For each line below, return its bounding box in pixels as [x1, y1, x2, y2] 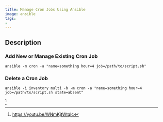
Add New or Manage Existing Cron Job [5, 53, 98, 59]
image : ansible [5, 12, 36, 16]
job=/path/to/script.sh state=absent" [5, 90, 83, 95]
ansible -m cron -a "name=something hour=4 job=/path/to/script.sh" [5, 64, 147, 68]
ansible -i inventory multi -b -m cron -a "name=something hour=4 [5, 86, 142, 91]
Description [5, 38, 41, 46]
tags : [5, 16, 16, 21]
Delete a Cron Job [5, 75, 48, 81]
